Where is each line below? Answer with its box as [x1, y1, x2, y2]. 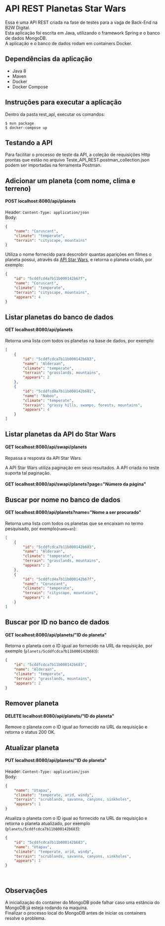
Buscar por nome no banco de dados [5, 495, 121, 504]
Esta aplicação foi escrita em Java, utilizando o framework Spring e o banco [5, 30, 160, 36]
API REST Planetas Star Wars [5, 3, 126, 14]
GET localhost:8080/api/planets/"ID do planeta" [5, 632, 107, 638]
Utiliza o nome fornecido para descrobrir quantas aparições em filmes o [5, 251, 152, 258]
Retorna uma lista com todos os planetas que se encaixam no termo [5, 520, 144, 526]
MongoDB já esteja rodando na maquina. [5, 905, 88, 911]
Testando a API [5, 138, 53, 147]
